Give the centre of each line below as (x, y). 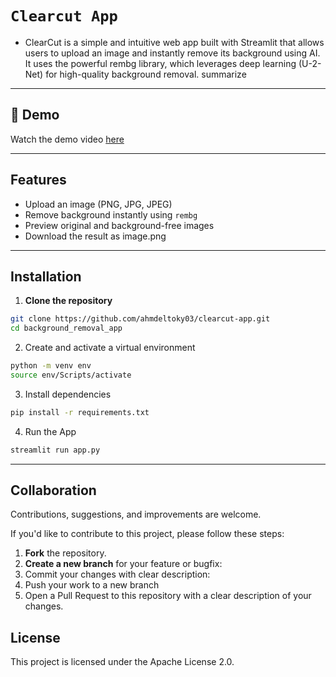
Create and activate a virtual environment (110, 348)
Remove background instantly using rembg (111, 214)
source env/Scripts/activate (71, 375)
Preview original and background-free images (119, 225)
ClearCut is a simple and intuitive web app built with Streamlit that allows (174, 42)
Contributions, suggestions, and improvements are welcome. (136, 514)
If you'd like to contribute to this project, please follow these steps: (147, 534)
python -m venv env (51, 366)
